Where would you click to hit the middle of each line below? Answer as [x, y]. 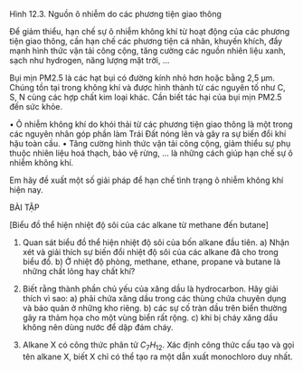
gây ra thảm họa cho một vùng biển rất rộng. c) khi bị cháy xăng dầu [150, 318]
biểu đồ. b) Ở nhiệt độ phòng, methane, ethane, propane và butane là [151, 262]
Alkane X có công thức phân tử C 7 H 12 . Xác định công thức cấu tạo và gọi [158, 346]
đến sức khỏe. [36, 107]
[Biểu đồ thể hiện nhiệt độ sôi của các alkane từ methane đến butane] [139, 225]
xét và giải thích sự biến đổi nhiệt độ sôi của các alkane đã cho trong [150, 252]
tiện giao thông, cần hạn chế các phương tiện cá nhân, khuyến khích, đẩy [146, 41]
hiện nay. [26, 190]
